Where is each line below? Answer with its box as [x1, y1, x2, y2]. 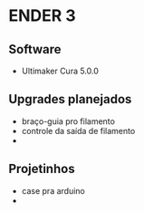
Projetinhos [8, 161, 75, 177]
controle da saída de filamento [21, 125, 136, 136]
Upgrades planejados [8, 92, 132, 107]
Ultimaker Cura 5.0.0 [21, 65, 99, 76]
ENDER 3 [8, 5, 76, 26]
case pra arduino [21, 185, 85, 196]
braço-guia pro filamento [21, 115, 115, 127]
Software [8, 42, 62, 57]
